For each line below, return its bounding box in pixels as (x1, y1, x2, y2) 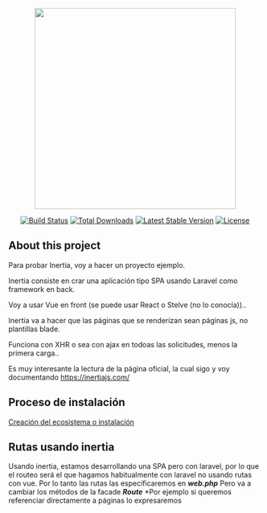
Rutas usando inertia (8, 441, 115, 454)
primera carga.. (8, 348, 60, 358)
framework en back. (8, 284, 75, 293)
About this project (8, 239, 101, 252)
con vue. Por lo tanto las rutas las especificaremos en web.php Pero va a (8, 478, 252, 488)
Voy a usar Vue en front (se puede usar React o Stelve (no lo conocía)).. (8, 300, 247, 310)
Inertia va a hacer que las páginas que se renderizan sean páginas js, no (8, 315, 249, 325)
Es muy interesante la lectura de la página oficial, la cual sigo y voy (8, 363, 231, 373)
